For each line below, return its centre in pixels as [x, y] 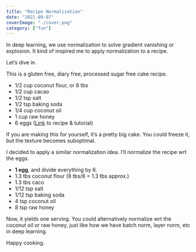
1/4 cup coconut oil [38, 110]
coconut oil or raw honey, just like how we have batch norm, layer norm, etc [98, 225]
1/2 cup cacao [32, 91]
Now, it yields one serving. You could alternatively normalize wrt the [89, 219]
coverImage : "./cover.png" [39, 22]
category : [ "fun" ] [29, 28]
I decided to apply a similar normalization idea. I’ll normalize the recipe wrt [97, 152]
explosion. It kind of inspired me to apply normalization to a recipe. [87, 51]
